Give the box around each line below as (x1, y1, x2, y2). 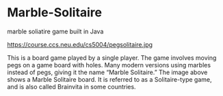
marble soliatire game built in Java (7, 27, 104, 35)
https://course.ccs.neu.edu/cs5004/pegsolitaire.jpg (7, 40, 153, 48)
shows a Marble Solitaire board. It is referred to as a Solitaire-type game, (7, 75, 212, 83)
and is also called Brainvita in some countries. (7, 82, 136, 91)
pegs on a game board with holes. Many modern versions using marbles (7, 61, 211, 69)
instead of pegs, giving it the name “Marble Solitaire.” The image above (7, 68, 208, 76)
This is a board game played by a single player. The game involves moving (7, 53, 217, 62)
